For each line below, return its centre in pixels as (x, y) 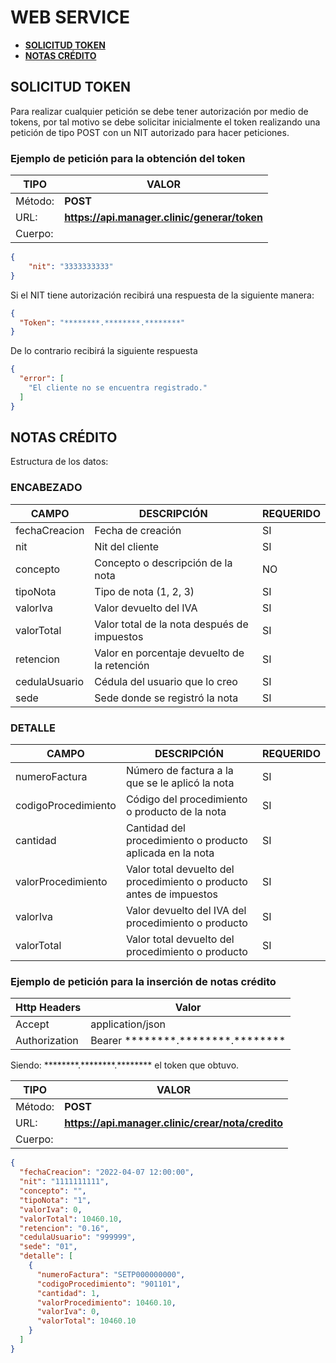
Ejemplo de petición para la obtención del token (128, 158)
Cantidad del (155, 828)
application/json (128, 1024)
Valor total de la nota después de (171, 624)
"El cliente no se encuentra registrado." (118, 388)
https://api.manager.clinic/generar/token (163, 218)
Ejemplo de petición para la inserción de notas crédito (143, 981)
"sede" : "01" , (48, 1247)
